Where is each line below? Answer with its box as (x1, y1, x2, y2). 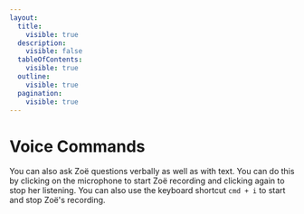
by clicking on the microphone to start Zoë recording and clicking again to (9, 175, 285, 186)
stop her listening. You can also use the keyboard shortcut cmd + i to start (9, 185, 286, 196)
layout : (9, 13, 39, 23)
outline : (17, 72, 51, 81)
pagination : (17, 88, 63, 98)
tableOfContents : (17, 55, 83, 64)
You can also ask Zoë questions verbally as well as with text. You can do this (9, 166, 295, 177)
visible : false (25, 47, 83, 56)
